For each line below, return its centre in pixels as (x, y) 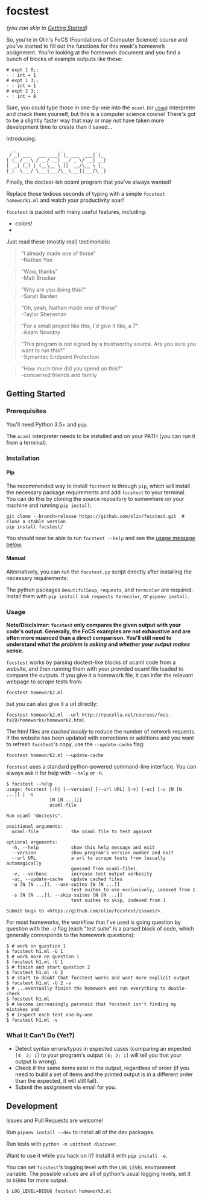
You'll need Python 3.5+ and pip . (47, 424)
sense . (15, 651)
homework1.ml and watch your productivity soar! (65, 200)
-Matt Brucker (38, 278)
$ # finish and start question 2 (48, 967)
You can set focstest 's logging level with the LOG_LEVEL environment (91, 1167)
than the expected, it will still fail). (56, 1080)
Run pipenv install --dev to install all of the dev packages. (80, 1132)
